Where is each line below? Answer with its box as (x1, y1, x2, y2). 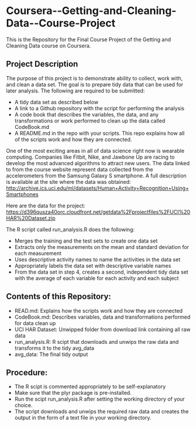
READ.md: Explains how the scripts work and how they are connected (14, 307, 183, 314)
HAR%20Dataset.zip (6, 214, 56, 221)
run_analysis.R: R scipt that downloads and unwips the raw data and (14, 338, 179, 345)
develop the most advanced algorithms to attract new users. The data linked (6, 159, 190, 166)
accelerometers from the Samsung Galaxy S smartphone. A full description (6, 172, 187, 179)
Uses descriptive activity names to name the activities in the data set (14, 256, 181, 263)
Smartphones (6, 190, 39, 197)
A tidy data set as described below (14, 98, 98, 105)
